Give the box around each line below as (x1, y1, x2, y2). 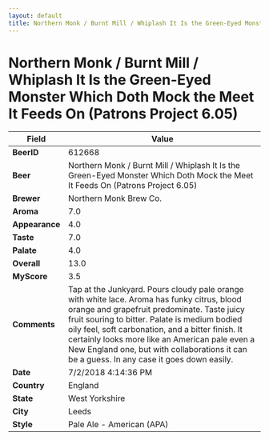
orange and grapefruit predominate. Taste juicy (67, 304, 246, 315)
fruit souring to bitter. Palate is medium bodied (67, 314, 243, 325)
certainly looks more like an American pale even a (67, 334, 255, 345)
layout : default (8, 11, 62, 20)
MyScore (12, 271, 48, 282)
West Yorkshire (67, 393, 126, 404)
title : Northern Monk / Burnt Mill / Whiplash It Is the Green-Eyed (8, 19, 242, 27)
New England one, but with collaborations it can (67, 344, 247, 355)
